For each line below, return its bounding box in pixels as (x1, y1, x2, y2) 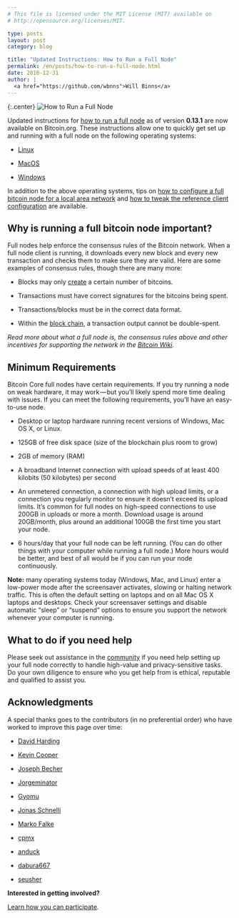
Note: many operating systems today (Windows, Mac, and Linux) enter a (7, 576, 221, 584)
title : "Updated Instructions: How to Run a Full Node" (7, 56, 177, 63)
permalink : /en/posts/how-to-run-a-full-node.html (7, 63, 161, 70)
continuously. (17, 561, 58, 571)
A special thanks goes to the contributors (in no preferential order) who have (7, 715, 233, 724)
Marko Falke (17, 820, 55, 828)
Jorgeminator (17, 778, 58, 787)
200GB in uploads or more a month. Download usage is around (17, 510, 203, 519)
